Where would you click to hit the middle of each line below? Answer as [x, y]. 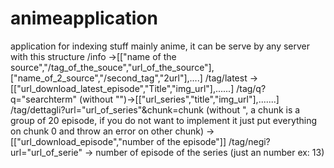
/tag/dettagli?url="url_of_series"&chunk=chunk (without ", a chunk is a [155, 109]
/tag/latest [226, 78]
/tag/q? [251, 88]
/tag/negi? [249, 141]
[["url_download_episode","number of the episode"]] [118, 141]
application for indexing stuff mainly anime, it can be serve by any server [160, 46]
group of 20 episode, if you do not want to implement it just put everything [164, 120]
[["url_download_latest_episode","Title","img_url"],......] [122, 88]
